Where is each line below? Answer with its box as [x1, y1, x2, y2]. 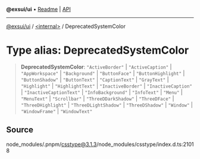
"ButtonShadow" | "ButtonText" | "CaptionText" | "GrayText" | [20, 76, 169, 83]
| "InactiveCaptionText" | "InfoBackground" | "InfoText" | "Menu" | [20, 88, 183, 95]
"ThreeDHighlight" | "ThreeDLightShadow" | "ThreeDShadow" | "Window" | [20, 101, 193, 108]
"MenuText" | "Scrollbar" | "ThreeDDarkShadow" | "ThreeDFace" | [20, 95, 174, 102]
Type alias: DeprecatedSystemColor [6, 43, 189, 57]
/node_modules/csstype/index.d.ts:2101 [96, 141, 194, 148]
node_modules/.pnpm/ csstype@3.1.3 [6, 141, 97, 148]
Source [6, 125, 34, 135]
